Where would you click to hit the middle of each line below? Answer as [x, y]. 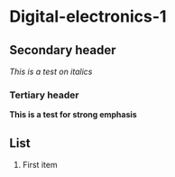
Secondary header [63, 50]
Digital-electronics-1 [88, 17]
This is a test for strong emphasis [73, 115]
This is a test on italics [51, 71]
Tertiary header [44, 95]
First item [40, 165]
